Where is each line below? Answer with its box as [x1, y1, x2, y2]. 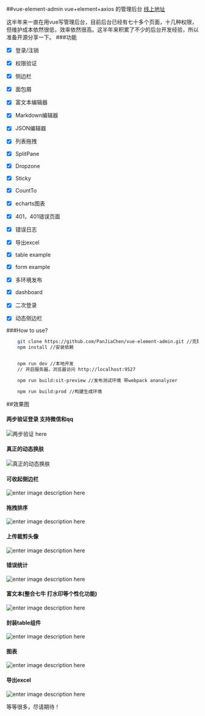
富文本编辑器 [15, 98, 48, 106]
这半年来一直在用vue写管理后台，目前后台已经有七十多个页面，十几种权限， [6, 18, 198, 26]
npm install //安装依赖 [17, 344, 74, 350]
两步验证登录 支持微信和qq [6, 415, 73, 423]
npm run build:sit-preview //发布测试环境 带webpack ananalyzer [17, 377, 178, 383]
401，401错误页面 [15, 213, 60, 220]
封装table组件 [6, 619, 41, 626]
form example [15, 264, 51, 271]
